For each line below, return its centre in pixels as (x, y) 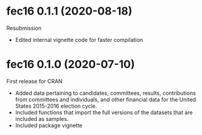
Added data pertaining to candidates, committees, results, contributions (106, 93)
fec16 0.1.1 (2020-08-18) (69, 11)
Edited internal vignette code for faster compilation (79, 40)
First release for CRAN (34, 81)
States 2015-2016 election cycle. (56, 106)
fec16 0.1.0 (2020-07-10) (71, 64)
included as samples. (42, 119)
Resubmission (24, 28)
